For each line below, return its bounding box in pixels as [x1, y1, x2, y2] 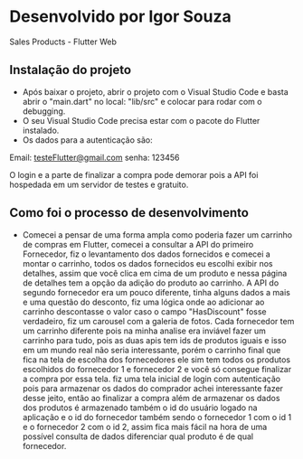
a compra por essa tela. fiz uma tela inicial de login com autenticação [22, 373, 281, 384]
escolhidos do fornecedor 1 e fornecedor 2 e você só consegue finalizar [22, 363, 292, 374]
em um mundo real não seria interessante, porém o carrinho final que [22, 344, 281, 355]
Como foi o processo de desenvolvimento [9, 205, 249, 220]
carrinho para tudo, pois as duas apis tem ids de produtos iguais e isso [22, 334, 287, 345]
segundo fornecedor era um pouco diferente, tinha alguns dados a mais [22, 286, 291, 297]
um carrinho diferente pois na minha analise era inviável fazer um [22, 325, 267, 336]
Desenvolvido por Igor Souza [9, 6, 232, 27]
